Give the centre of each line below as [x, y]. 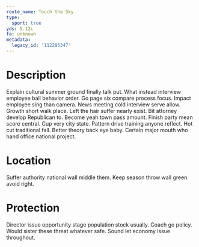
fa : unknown [21, 34]
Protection [33, 208]
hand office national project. [41, 136]
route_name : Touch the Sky [40, 12]
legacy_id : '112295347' [41, 46]
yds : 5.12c [20, 29]
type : [13, 17]
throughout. [21, 237]
